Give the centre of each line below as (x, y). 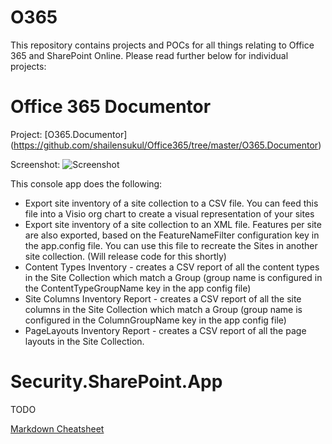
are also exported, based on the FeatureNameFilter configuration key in (172, 235)
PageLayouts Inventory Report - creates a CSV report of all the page (165, 330)
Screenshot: (35, 164)
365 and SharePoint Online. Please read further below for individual (149, 55)
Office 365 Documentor (111, 107)
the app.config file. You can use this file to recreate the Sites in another (171, 245)
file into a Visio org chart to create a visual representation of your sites (169, 213)
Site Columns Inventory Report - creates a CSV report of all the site (163, 298)
